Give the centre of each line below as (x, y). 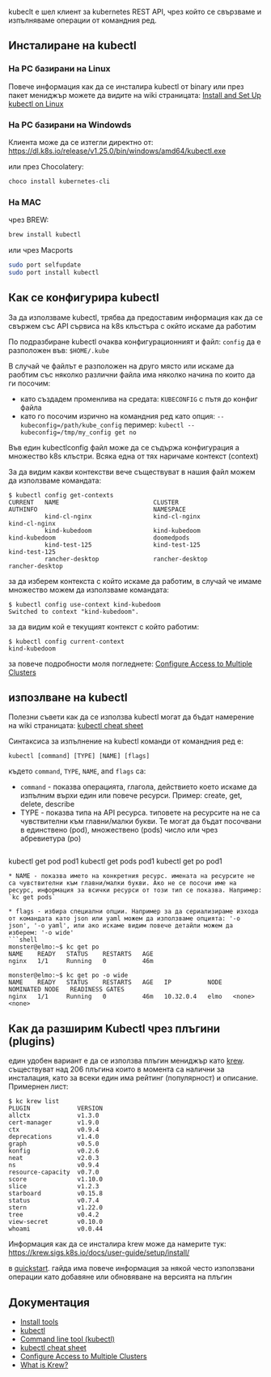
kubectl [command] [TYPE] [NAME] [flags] (79, 757)
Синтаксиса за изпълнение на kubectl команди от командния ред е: (126, 741)
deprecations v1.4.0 (54, 1137)
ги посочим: (30, 383)
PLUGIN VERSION (56, 1109)
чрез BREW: (29, 220)
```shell (23, 940)
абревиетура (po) (51, 838)
